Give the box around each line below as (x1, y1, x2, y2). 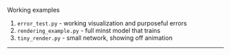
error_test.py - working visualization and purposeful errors (16, 19, 187, 27)
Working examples (7, 6, 60, 14)
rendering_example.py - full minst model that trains (16, 27, 161, 34)
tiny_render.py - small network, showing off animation (16, 34, 173, 42)
